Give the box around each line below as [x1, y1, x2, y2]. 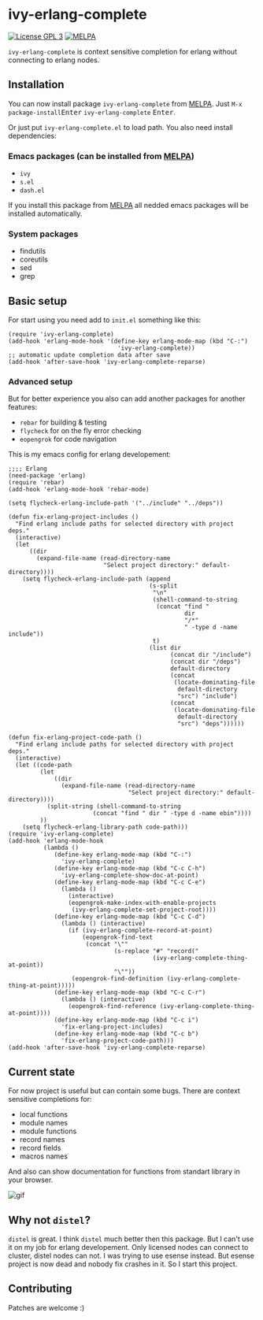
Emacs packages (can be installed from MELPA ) [8, 150, 194, 161]
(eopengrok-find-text [82, 933, 154, 942]
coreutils [19, 254, 49, 265]
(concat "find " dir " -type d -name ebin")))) [92, 810, 252, 818]
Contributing [8, 1282, 72, 1296]
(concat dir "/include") [170, 651, 252, 659]
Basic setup [8, 294, 68, 308]
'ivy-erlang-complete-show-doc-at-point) [61, 872, 199, 880]
